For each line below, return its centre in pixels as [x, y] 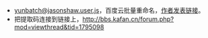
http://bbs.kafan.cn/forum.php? [128, 19]
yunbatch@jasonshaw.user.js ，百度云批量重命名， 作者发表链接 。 [109, 10]
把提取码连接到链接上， [48, 19]
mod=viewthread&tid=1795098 [59, 27]
